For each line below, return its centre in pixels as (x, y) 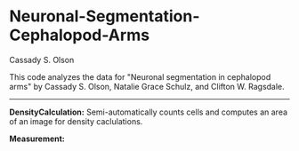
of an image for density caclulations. (76, 121)
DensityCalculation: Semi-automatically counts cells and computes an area (148, 112)
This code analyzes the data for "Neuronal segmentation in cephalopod (140, 76)
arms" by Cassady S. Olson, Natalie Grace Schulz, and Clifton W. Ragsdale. (147, 86)
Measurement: (37, 139)
